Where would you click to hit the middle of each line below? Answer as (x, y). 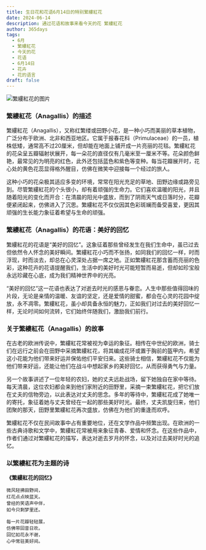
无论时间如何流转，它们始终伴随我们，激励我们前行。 (84, 311)
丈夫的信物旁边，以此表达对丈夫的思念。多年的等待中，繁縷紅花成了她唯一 (105, 395)
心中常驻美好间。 (25, 541)
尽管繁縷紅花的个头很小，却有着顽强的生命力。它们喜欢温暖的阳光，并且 (108, 189)
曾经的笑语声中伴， (27, 503)
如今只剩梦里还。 (25, 510)
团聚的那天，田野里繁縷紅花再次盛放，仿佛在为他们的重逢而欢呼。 (90, 410)
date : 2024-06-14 (29, 18)
